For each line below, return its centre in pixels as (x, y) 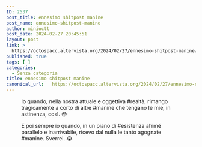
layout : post (23, 40)
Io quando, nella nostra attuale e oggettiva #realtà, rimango (95, 101)
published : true (26, 56)
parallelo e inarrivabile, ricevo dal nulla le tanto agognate (91, 132)
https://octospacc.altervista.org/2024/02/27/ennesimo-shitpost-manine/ (105, 51)
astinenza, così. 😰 (44, 114)
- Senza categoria (35, 73)
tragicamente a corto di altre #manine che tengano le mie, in (96, 108)
